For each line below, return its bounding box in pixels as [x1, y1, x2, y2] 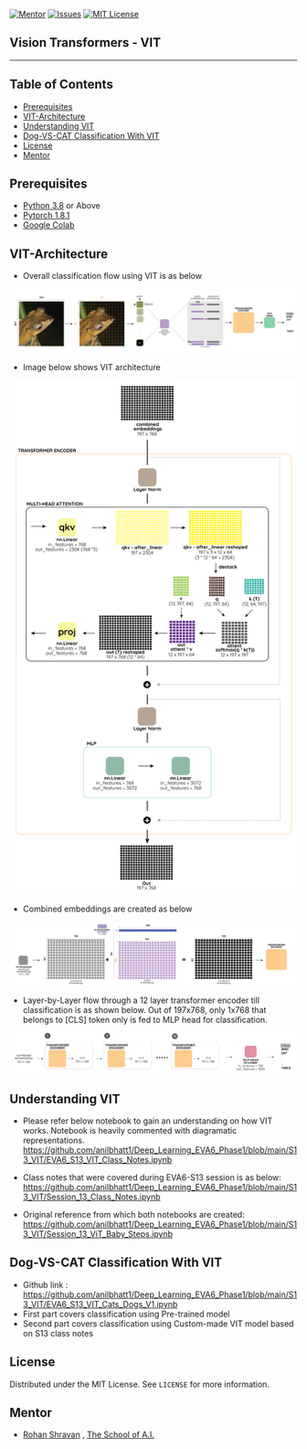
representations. [22, 1135, 85, 1145]
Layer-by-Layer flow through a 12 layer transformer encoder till [22, 995, 260, 1006]
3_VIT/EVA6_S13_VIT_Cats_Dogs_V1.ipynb [22, 1298, 178, 1309]
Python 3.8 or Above [22, 200, 101, 211]
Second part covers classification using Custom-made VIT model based [22, 1317, 294, 1329]
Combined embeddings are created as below [22, 903, 193, 914]
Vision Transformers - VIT [9, 35, 162, 50]
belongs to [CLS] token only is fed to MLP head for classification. [22, 1014, 268, 1025]
